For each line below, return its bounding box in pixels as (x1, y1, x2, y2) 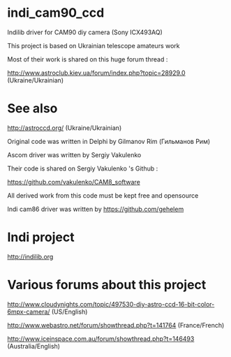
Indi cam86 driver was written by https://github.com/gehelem (7, 205, 184, 213)
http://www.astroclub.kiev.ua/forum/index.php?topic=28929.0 (7, 68, 186, 77)
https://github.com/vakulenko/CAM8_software (7, 177, 141, 186)
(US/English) (51, 307, 88, 316)
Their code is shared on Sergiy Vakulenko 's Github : (7, 164, 158, 173)
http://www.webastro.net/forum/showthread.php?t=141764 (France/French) (7, 321, 225, 329)
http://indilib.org (7, 252, 54, 261)
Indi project (7, 229, 75, 245)
